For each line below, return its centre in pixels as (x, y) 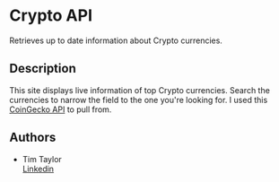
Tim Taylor (42, 159)
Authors (33, 138)
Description (43, 69)
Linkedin (38, 169)
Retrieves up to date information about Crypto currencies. (116, 40)
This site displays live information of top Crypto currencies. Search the (140, 90)
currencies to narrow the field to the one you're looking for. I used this (139, 100)
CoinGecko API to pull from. (61, 109)
